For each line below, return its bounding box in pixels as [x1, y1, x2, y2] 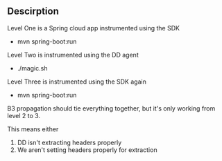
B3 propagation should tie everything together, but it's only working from [7, 104, 216, 113]
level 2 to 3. [7, 111, 40, 120]
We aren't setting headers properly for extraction [17, 145, 157, 154]
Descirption [7, 6, 59, 17]
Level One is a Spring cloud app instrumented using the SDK [7, 23, 180, 32]
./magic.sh [17, 64, 48, 72]
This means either [7, 124, 59, 133]
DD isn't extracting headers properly [17, 138, 122, 146]
